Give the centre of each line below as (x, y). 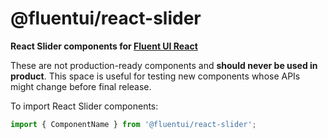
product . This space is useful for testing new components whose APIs (155, 76)
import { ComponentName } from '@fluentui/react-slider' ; (133, 124)
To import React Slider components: (84, 106)
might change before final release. (81, 86)
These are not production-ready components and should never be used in (164, 65)
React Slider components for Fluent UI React (104, 46)
